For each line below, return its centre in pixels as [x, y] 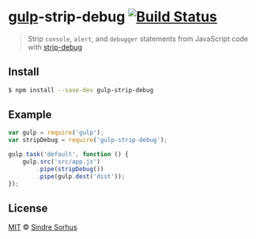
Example [30, 115]
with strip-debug [55, 47]
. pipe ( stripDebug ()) [70, 169]
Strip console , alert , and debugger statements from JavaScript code [138, 39]
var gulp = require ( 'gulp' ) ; [56, 133]
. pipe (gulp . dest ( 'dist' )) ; [81, 176]
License [28, 208]
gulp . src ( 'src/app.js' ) [62, 162]
